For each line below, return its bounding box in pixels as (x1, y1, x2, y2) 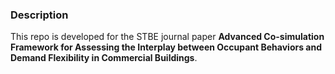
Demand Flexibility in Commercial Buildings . (10, 52, 198, 64)
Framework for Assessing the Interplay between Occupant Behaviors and (10, 41, 322, 53)
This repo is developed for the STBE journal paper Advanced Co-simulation (10, 31, 325, 43)
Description (10, 8, 69, 22)
